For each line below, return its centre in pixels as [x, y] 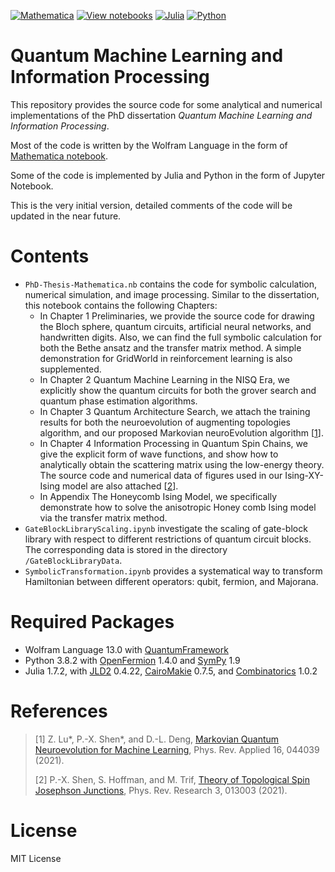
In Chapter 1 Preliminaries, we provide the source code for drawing [177, 316]
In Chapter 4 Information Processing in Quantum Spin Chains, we [173, 443]
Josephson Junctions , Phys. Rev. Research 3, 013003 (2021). [161, 790]
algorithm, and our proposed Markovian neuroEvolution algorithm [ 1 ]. [181, 432]
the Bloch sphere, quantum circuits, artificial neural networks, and [175, 326]
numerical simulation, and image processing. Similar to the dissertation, [172, 294]
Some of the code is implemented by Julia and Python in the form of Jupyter [168, 175]
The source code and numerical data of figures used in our [161, 475]
